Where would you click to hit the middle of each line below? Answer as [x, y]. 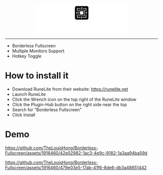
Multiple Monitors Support [38, 51]
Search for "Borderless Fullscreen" [47, 110]
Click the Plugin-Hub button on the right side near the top [69, 104]
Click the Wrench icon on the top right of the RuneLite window [74, 99]
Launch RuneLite [29, 94]
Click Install [24, 115]
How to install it [37, 75]
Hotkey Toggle [27, 56]
